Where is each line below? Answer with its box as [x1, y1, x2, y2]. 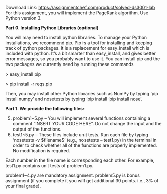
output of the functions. [12, 126, 62, 132]
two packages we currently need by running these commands [5, 61, 134, 67]
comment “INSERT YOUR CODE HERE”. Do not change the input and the [12, 121, 162, 126]
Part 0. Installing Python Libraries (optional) [5, 25, 99, 31]
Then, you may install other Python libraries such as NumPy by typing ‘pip [5, 91, 158, 96]
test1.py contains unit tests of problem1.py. [5, 163, 94, 168]
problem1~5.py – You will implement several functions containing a [12, 115, 151, 121]
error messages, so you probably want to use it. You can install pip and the [5, 56, 160, 62]
